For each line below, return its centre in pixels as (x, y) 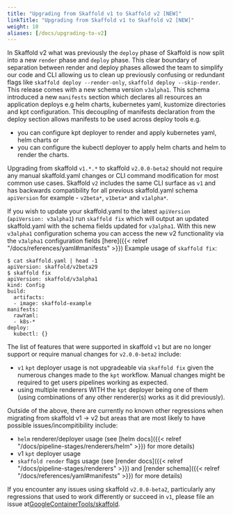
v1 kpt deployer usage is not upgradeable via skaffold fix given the (115, 368)
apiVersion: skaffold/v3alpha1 (53, 279)
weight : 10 (23, 26)
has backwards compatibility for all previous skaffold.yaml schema (103, 190)
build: (17, 292)
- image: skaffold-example (53, 304)
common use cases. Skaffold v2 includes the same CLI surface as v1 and (111, 183)
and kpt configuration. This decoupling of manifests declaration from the (111, 112)
